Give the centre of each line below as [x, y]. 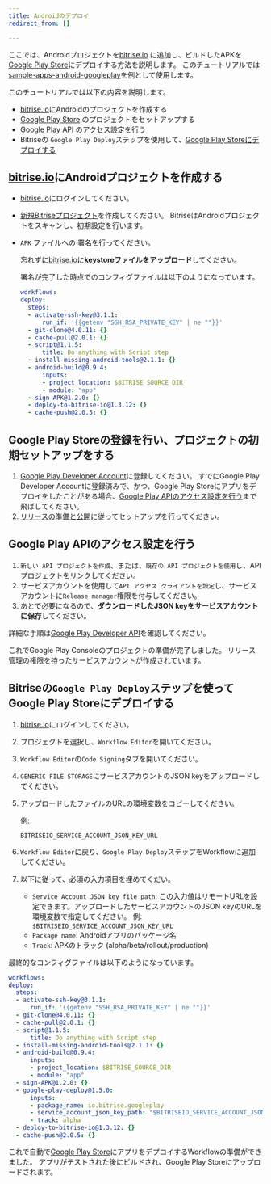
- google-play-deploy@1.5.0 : [65, 1090]
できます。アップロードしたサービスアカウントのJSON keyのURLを [150, 906]
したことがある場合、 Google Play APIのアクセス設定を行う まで [152, 496]
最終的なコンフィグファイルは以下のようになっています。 [103, 962]
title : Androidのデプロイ [49, 16]
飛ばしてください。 [52, 506]
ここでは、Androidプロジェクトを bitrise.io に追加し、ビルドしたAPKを [125, 54]
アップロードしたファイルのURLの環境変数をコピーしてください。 [129, 803]
